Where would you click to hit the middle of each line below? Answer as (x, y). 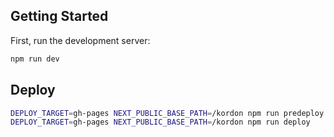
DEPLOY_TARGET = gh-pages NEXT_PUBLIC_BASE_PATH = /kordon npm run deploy (160, 122)
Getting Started (59, 16)
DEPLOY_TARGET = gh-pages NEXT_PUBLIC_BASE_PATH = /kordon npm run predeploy (167, 113)
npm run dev (35, 59)
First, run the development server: (80, 40)
